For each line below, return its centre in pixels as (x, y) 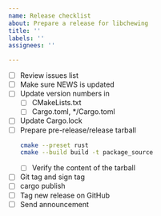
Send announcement (54, 204)
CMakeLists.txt (56, 103)
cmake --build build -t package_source (87, 153)
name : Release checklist (50, 16)
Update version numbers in (64, 94)
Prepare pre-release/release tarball (78, 130)
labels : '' (26, 38)
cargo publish (42, 186)
